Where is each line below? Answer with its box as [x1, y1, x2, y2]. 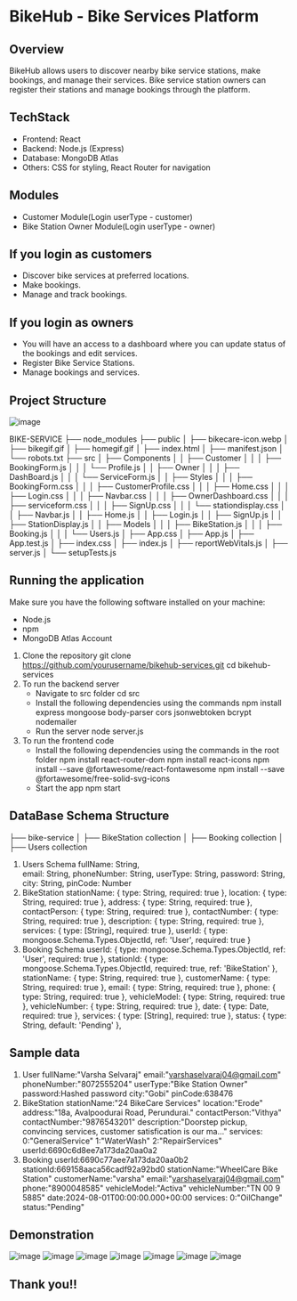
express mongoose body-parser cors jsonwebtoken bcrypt [35, 706, 252, 718]
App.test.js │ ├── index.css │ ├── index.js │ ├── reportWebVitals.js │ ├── [9, 538, 288, 549]
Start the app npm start [35, 782, 122, 793]
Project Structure [9, 393, 107, 408]
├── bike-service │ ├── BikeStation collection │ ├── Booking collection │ [9, 832, 285, 842]
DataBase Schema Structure [9, 809, 170, 824]
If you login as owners [9, 314, 134, 330]
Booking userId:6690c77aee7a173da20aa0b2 [21, 1154, 189, 1165]
